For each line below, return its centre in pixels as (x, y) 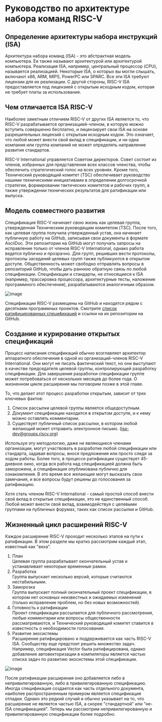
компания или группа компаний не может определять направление (76, 145)
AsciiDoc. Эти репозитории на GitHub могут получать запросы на (73, 243)
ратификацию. (20, 485)
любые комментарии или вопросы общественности (66, 618)
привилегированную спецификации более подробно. (60, 714)
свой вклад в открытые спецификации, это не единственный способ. (77, 499)
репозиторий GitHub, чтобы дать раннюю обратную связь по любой (76, 269)
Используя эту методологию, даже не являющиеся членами (68, 443)
